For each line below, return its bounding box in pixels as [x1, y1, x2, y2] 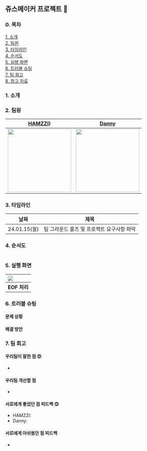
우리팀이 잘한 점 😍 [5, 353, 42, 359]
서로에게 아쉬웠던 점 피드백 [5, 430, 58, 436]
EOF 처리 [8, 284, 29, 291]
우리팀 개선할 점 [5, 377, 36, 383]
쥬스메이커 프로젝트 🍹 [5, 5, 68, 14]
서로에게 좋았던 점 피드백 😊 [5, 401, 59, 407]
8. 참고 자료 [5, 78, 28, 84]
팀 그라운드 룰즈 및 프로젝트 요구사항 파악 [43, 225, 136, 233]
